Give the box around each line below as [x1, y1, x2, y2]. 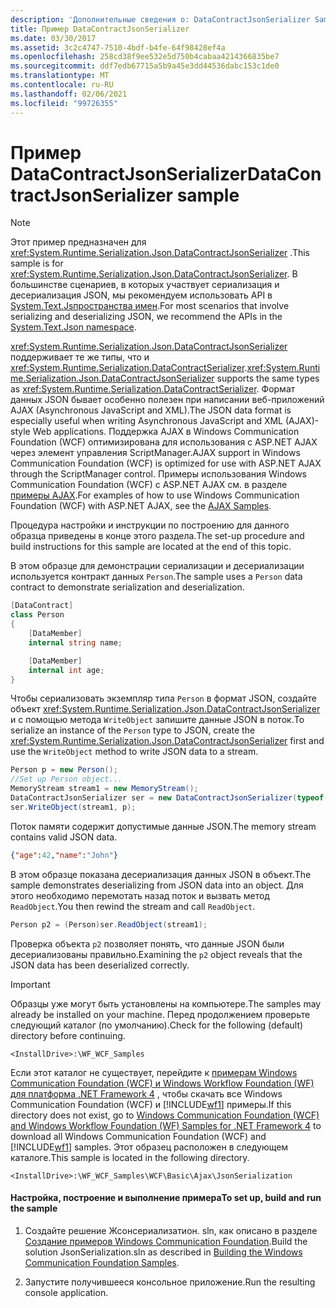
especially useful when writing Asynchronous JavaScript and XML [10, 415, 284, 427]
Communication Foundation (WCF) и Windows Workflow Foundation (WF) [10, 1077, 315, 1089]
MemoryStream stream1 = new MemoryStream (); [10, 784, 199, 794]
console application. [24, 1286, 109, 1298]
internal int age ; [28, 665, 105, 675]
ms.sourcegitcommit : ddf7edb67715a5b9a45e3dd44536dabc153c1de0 [10, 61, 280, 71]
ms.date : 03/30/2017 [10, 33, 97, 43]
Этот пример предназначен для [10, 236, 147, 248]
